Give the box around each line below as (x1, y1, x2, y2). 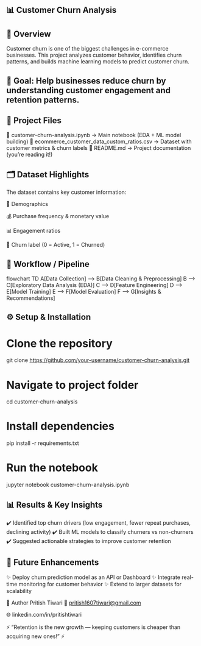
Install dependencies (6, 419, 115, 433)
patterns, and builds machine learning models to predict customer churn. (6, 58, 190, 65)
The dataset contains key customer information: (6, 188, 127, 196)
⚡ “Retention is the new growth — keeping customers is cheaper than (6, 623, 181, 631)
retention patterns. (6, 94, 80, 105)
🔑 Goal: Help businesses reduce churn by (6, 76, 166, 86)
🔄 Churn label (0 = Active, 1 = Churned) (6, 241, 105, 249)
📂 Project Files (6, 115, 62, 126)
